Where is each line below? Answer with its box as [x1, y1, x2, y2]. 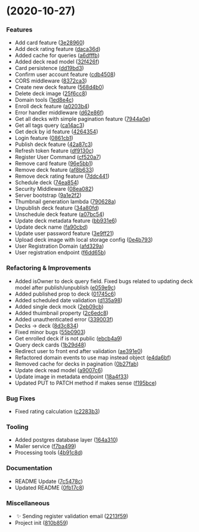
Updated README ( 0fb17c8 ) [14, 484, 85, 491]
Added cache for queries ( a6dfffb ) [14, 52, 100, 59]
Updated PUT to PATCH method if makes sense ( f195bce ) [14, 379, 157, 387]
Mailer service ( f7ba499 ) [14, 443, 76, 450]
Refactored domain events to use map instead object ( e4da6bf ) [14, 354, 172, 361]
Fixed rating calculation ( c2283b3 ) [14, 408, 100, 415]
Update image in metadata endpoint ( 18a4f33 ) [14, 373, 129, 380]
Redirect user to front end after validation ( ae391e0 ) [14, 347, 143, 354]
